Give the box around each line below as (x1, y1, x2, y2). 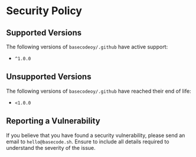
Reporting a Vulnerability (6, 116, 100, 126)
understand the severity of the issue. (6, 144, 96, 151)
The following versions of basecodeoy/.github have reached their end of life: (6, 87, 191, 94)
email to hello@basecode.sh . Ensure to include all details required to (6, 138, 169, 145)
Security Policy (6, 4, 83, 18)
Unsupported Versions (6, 72, 92, 82)
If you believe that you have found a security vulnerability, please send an (6, 132, 185, 139)
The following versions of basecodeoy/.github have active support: (6, 43, 168, 50)
